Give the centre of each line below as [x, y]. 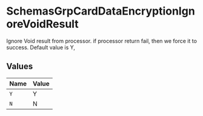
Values [20, 67]
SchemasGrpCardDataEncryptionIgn [101, 11]
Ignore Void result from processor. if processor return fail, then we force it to [101, 41]
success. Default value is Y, [41, 47]
